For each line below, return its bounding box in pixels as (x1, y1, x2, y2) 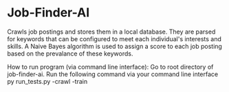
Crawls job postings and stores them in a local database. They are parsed (7, 27, 216, 36)
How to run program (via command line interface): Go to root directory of (7, 62, 214, 71)
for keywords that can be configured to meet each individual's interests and (7, 34, 222, 43)
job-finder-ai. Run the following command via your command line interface (7, 70, 219, 78)
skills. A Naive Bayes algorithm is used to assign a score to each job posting (7, 42, 222, 50)
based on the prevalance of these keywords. (7, 49, 133, 58)
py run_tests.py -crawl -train (7, 77, 88, 85)
